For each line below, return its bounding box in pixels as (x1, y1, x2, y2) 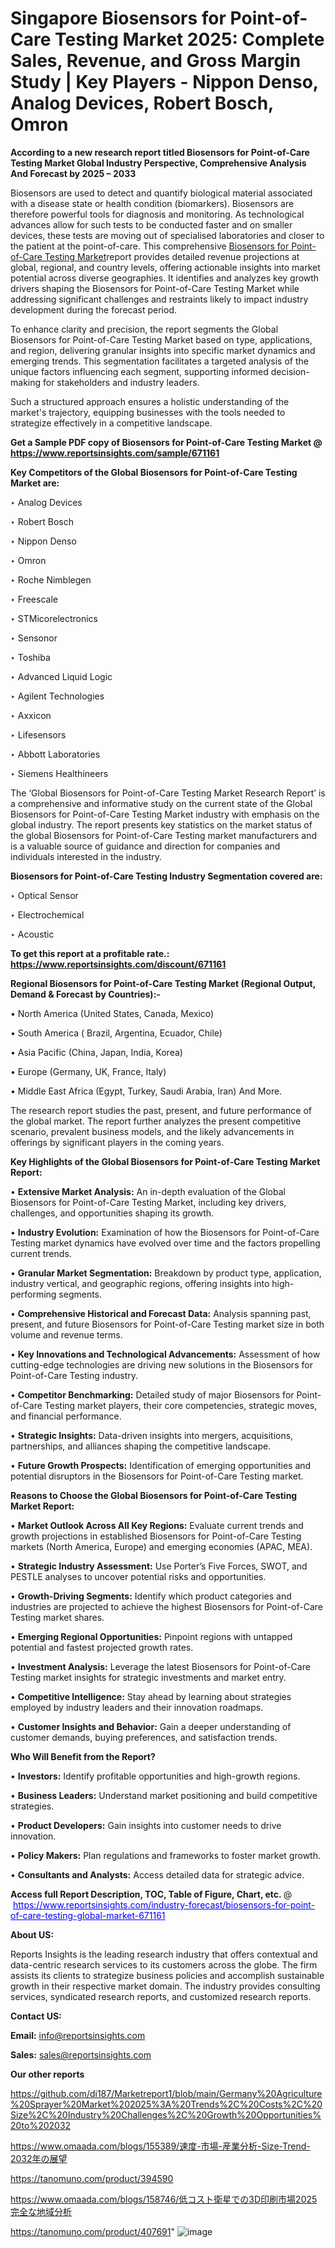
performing (10, 1288, 57, 1300)
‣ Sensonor (10, 632, 58, 644)
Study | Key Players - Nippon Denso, (10, 71, 319, 94)
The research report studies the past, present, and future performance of (10, 1104, 312, 1116)
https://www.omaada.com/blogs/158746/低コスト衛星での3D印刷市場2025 (10, 2193, 318, 2205)
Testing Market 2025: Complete (54, 28, 325, 51)
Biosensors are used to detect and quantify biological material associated (10, 187, 313, 199)
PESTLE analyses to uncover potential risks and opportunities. (10, 1570, 267, 1582)
